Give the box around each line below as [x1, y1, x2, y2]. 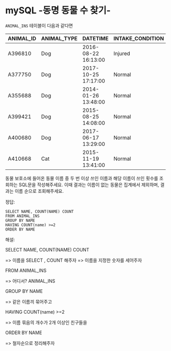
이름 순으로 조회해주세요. [14, 188, 64, 194]
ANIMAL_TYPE [41, 35, 78, 42]
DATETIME [82, 35, 109, 42]
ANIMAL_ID [8, 35, 37, 42]
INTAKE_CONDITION [113, 35, 164, 42]
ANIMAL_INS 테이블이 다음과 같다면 [5, 22, 73, 29]
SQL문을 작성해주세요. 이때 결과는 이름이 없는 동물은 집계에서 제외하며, [18, 182, 159, 188]
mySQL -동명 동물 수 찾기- [5, 5, 111, 16]
